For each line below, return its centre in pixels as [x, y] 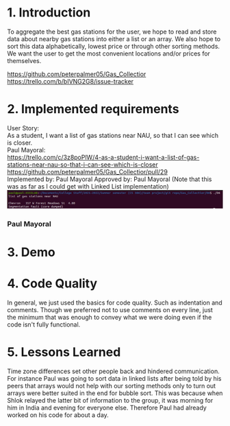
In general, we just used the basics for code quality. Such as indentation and [115, 303]
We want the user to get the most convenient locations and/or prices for [109, 54]
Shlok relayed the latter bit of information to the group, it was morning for [110, 400]
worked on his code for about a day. [58, 415]
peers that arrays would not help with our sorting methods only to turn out [112, 386]
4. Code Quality [52, 283]
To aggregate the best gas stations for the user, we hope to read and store [112, 32]
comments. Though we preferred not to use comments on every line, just [110, 309]
